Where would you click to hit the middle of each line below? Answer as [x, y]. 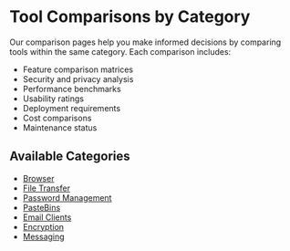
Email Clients [47, 217]
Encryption [43, 226]
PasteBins [41, 207]
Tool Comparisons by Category [130, 17]
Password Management [67, 197]
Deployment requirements [72, 108]
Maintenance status [60, 127]
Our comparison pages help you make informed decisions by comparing [145, 42]
